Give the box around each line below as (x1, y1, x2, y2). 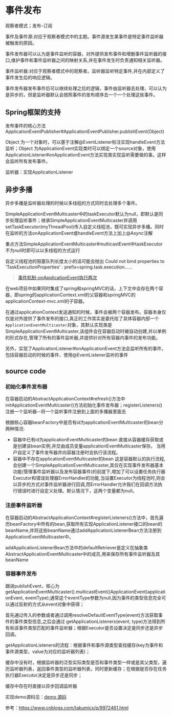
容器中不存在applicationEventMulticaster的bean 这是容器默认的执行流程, (12, 456, 165, 462)
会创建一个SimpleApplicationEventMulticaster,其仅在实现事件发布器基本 (12, 462, 164, 468)
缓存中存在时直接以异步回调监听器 (5, 683, 77, 689)
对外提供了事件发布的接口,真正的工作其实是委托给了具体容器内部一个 (14, 315, 160, 321)
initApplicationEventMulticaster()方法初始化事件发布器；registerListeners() (5, 402, 163, 408)
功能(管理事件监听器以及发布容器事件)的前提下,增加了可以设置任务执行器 (12, 468, 166, 475)
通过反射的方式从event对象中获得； (9, 601, 84, 607)
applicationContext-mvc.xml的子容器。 (5, 298, 88, 304)
